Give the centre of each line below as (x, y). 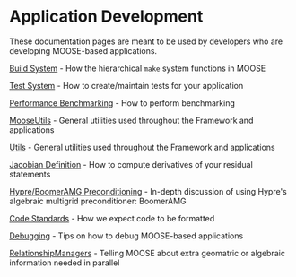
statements (30, 174)
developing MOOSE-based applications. (83, 50)
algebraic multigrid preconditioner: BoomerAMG (98, 201)
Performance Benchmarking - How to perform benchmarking (122, 103)
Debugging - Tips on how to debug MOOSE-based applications (126, 236)
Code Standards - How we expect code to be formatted (112, 218)
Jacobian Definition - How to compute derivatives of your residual (131, 164)
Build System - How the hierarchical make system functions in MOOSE (138, 68)
